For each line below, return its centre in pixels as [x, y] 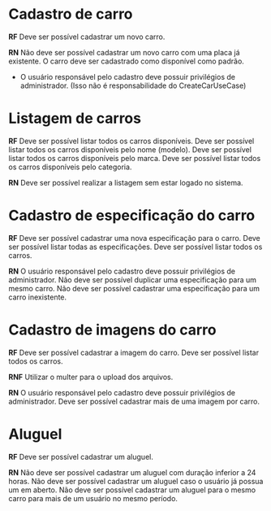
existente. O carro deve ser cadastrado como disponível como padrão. [127, 61]
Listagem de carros [75, 118]
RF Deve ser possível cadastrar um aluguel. [81, 456]
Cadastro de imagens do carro [112, 330]
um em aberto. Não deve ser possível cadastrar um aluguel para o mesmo [132, 490]
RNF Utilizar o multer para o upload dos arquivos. [91, 377]
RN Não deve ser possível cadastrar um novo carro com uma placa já [125, 52]
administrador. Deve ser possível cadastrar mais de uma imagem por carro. [134, 401]
